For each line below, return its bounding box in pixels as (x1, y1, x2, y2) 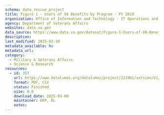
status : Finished (14, 84, 49, 90)
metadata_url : (5, 48, 34, 53)
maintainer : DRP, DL (14, 98, 56, 103)
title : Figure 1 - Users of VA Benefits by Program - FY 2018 (5, 12, 134, 17)
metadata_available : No (5, 44, 54, 48)
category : (5, 52, 25, 58)
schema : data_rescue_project (5, 7, 64, 12)
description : (5, 35, 32, 40)
